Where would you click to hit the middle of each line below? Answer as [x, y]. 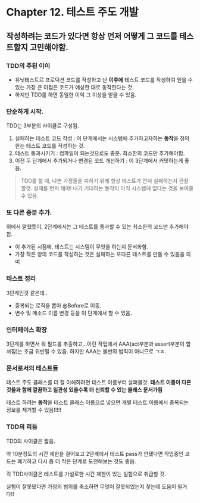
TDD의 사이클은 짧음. [31, 441]
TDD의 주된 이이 [28, 66]
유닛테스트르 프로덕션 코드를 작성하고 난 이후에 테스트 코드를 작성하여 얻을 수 [104, 80]
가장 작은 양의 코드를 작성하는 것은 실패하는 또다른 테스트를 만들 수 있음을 [100, 254]
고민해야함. [49, 47]
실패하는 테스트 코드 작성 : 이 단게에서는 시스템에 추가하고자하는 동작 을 [96, 138]
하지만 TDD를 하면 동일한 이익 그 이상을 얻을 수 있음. [76, 94]
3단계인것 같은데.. [27, 293]
